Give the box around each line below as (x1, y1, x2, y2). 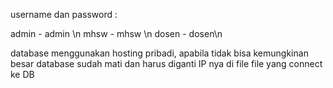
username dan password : (10, 9, 118, 20)
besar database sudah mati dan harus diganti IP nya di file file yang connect (10, 58, 323, 69)
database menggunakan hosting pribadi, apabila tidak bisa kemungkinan (10, 47, 309, 59)
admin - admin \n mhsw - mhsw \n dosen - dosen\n (10, 28, 223, 39)
